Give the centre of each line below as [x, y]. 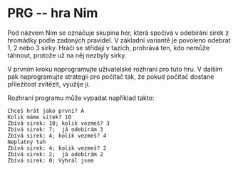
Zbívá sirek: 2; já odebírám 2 [55, 154]
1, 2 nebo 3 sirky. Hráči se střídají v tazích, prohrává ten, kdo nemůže [109, 48]
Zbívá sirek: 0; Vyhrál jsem [51, 160]
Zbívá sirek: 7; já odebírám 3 [55, 129]
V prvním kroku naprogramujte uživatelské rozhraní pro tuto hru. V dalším [115, 69]
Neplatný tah [27, 142]
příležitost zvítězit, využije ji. [49, 84]
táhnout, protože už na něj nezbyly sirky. [67, 55]
